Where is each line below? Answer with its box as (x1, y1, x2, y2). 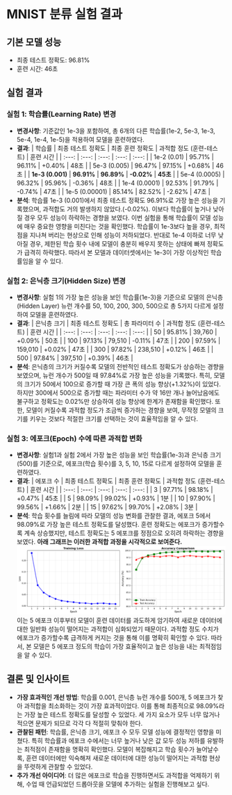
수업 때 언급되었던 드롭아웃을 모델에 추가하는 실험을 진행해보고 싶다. (26, 780, 210, 788)
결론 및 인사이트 (6, 673, 70, 685)
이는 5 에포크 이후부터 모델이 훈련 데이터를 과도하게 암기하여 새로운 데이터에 (16, 616, 223, 624)
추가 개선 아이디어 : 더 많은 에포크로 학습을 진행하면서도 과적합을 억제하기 (16, 771, 213, 779)
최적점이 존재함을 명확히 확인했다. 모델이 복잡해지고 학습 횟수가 (24, 745, 195, 753)
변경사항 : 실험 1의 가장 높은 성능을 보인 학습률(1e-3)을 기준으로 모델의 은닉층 (16, 293, 224, 301)
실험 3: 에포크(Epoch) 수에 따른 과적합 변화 (6, 434, 143, 443)
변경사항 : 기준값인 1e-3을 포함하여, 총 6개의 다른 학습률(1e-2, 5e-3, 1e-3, (16, 126, 216, 135)
